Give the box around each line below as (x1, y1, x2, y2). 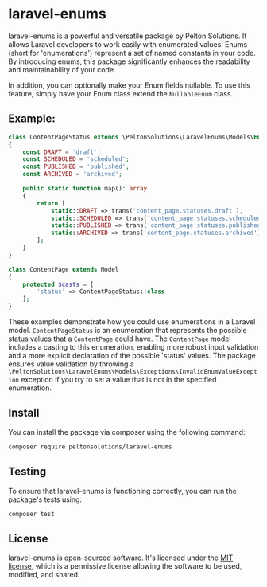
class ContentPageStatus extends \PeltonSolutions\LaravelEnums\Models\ (8, 133, 254, 141)
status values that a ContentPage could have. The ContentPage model (8, 334, 231, 343)
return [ (37, 199, 66, 207)
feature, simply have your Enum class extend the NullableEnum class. (8, 88, 234, 98)
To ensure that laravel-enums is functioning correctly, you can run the (8, 486, 237, 495)
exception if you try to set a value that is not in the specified (21, 375, 217, 384)
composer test (8, 510, 56, 518)
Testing (8, 465, 47, 479)
